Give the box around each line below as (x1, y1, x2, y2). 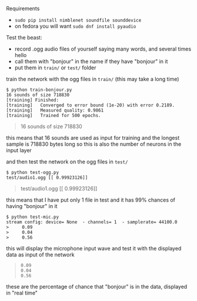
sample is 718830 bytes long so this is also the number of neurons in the (6, 141, 182, 148)
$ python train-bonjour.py (6, 87, 72, 93)
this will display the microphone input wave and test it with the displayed (6, 245, 182, 252)
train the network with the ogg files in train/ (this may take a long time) (6, 76, 179, 82)
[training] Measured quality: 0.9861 (6, 108, 104, 113)
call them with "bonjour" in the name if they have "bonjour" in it (14, 58, 168, 65)
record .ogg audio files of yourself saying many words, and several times (14, 45, 192, 52)
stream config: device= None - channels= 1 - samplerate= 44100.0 (6, 219, 178, 225)
